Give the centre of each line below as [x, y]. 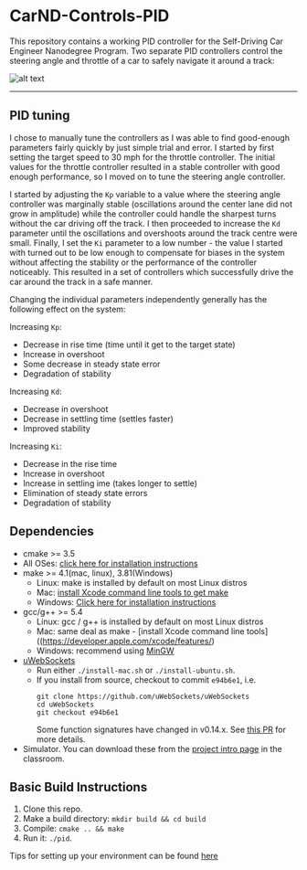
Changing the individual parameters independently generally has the [138, 299]
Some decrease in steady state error [91, 364]
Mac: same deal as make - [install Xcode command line [140, 631]
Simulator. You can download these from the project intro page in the [153, 748]
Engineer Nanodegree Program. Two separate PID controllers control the [146, 50]
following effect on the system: [68, 309]
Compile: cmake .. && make [74, 829]
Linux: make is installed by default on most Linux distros [142, 582]
